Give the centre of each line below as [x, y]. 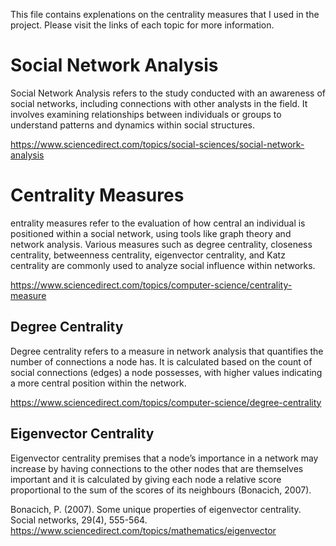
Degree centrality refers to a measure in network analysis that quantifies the [167, 351]
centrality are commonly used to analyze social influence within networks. [163, 265]
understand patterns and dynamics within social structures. [133, 125]
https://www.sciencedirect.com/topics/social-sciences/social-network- [157, 144]
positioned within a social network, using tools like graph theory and [151, 233]
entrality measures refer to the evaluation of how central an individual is [158, 223]
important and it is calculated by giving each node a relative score [146, 479]
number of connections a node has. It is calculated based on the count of [161, 361]
